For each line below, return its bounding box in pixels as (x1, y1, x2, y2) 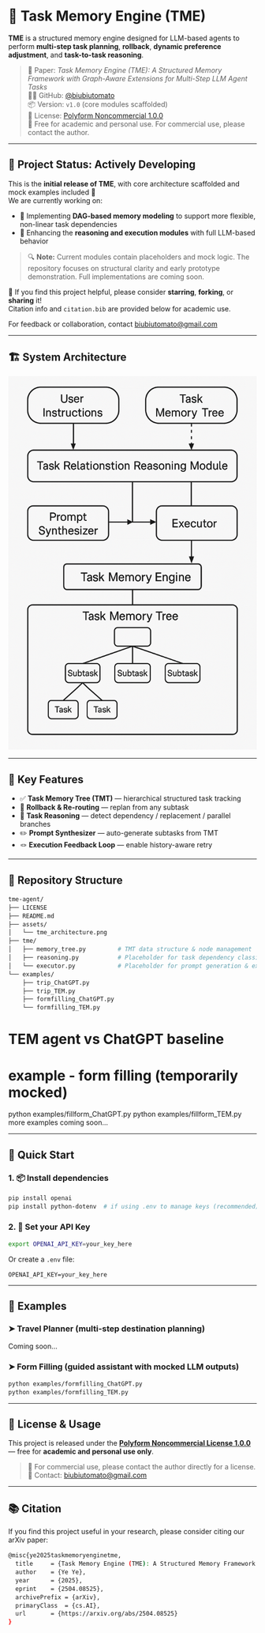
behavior (19, 236, 49, 246)
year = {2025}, (15, 1576, 83, 1584)
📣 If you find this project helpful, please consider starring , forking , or (8, 287, 234, 296)
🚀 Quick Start (8, 1148, 75, 1161)
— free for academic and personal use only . (8, 1446, 154, 1457)
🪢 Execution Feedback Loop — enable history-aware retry (19, 840, 213, 850)
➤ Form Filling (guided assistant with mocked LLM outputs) (8, 1361, 239, 1372)
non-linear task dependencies (19, 219, 118, 228)
